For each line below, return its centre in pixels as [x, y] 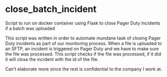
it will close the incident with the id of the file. [52, 59]
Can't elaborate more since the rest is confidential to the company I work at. [83, 69]
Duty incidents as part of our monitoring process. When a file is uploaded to [83, 43]
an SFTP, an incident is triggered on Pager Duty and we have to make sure [82, 48]
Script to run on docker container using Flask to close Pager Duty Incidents [83, 23]
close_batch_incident [51, 9]
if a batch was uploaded [30, 28]
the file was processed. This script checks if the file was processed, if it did [83, 54]
